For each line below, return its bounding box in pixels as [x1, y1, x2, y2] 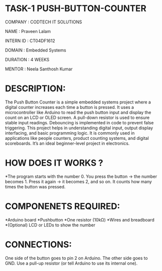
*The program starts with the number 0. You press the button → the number [5, 173, 157, 179]
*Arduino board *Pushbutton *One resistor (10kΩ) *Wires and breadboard [5, 217, 154, 222]
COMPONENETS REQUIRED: [5, 201, 120, 212]
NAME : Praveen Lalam [5, 28, 51, 34]
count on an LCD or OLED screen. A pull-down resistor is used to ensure [5, 115, 150, 120]
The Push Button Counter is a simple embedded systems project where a [5, 99, 151, 105]
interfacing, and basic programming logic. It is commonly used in [5, 130, 135, 136]
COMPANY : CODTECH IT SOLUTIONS [5, 19, 82, 25]
